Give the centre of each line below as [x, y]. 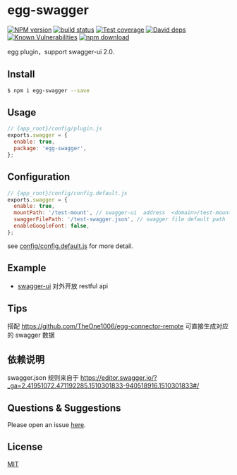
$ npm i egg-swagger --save [49, 90]
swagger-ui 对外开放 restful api [62, 286]
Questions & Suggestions [64, 408]
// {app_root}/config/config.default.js [68, 193]
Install [21, 74]
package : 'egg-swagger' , [50, 149]
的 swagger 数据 [31, 335]
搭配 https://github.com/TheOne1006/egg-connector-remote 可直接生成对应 [118, 326]
